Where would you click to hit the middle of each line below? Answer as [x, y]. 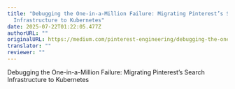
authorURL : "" [28, 33]
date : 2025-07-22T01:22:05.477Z [54, 26]
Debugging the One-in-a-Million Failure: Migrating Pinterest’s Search [106, 72]
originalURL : [26, 40]
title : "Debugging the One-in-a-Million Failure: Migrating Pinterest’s [115, 14]
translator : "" [29, 46]
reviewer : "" [26, 53]
